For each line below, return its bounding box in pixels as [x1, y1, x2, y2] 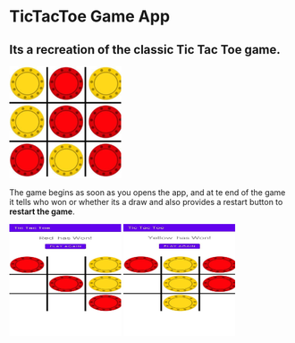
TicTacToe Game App [9, 6, 171, 27]
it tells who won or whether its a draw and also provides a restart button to [9, 197, 283, 207]
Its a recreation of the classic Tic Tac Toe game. [9, 42, 282, 57]
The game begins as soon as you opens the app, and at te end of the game [9, 187, 286, 198]
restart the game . [9, 206, 75, 217]
